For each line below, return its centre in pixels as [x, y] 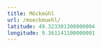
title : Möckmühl [31, 13]
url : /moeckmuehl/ [34, 20]
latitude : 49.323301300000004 [51, 26]
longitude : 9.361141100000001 [51, 33]
